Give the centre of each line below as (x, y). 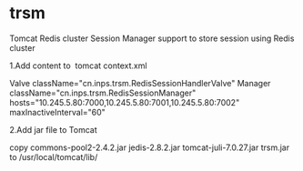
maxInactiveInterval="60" (58, 112)
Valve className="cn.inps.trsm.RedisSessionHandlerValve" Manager (140, 83)
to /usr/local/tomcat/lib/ (54, 156)
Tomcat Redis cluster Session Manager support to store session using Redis (152, 38)
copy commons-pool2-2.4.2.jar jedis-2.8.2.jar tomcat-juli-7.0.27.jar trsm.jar (149, 147)
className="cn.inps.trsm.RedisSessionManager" (103, 93)
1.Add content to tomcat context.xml (78, 65)
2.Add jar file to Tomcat (53, 129)
